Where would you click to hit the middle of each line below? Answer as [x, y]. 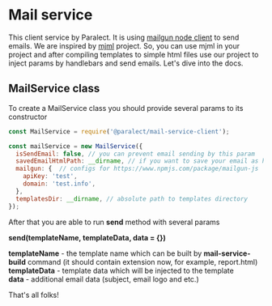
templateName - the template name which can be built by [105, 253]
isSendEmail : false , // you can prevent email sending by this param [135, 154]
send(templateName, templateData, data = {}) [87, 237]
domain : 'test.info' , [59, 184]
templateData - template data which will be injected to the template [121, 270]
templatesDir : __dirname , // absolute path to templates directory [132, 199]
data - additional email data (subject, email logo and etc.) [104, 279]
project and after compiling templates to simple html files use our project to [134, 54]
